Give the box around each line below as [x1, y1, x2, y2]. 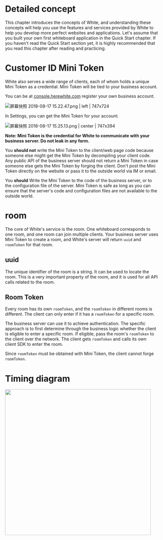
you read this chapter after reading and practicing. [5, 45, 106, 51]
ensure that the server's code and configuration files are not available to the [5, 187, 157, 193]
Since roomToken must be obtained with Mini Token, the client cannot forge [5, 351, 154, 356]
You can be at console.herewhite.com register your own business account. [5, 93, 155, 99]
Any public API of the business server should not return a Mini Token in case [5, 157, 159, 164]
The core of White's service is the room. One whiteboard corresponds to [5, 226, 151, 232]
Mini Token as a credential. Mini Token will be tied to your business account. [5, 84, 158, 90]
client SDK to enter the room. [5, 341, 63, 347]
